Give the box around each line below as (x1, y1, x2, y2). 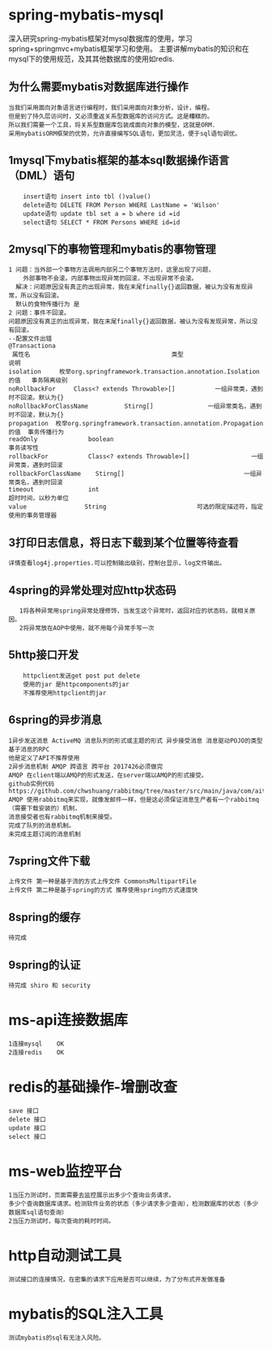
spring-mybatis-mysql (8, 6, 164, 24)
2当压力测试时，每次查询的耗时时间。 (8, 1217, 115, 1225)
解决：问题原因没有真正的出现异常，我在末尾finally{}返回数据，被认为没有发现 (15, 283, 248, 292)
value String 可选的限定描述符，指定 (8, 503, 264, 511)
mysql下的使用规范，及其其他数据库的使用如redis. (8, 54, 175, 63)
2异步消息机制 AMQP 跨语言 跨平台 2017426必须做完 (8, 762, 164, 771)
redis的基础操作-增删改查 (8, 1078, 178, 1097)
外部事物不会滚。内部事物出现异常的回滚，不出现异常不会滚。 (23, 275, 198, 283)
